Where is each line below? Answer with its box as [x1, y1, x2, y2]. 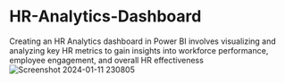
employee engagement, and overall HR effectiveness [9, 54, 204, 65]
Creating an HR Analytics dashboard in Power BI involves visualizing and [9, 36, 277, 46]
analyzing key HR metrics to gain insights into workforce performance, [9, 45, 269, 55]
